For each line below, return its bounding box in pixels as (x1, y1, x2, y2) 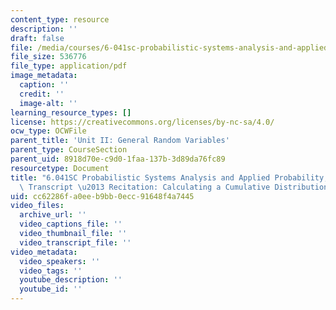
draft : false (10, 33, 65, 43)
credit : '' (19, 89, 65, 99)
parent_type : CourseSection (10, 145, 128, 155)
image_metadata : (10, 71, 78, 81)
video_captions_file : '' (19, 219, 123, 230)
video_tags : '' (19, 266, 83, 276)
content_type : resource (10, 14, 110, 25)
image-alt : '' (19, 98, 78, 108)
